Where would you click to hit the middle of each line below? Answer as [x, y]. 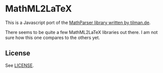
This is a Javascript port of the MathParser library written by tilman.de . [78, 22]
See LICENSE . [19, 65]
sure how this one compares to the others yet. [52, 37]
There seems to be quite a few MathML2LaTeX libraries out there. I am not [81, 32]
